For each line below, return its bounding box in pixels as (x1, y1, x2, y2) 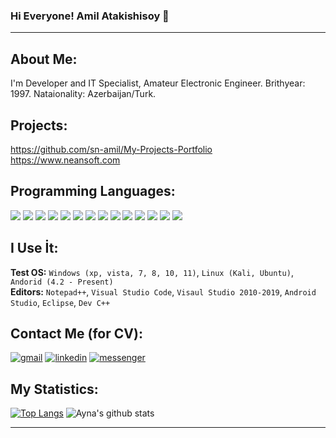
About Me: (10, 50, 78, 68)
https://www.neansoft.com (10, 154, 121, 166)
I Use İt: (10, 240, 59, 257)
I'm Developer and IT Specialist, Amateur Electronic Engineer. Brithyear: (10, 77, 306, 89)
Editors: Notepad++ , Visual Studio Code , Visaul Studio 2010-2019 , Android (10, 285, 317, 298)
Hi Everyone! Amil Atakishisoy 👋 (10, 9, 170, 23)
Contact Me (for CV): (10, 325, 143, 342)
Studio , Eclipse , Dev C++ (10, 296, 111, 308)
